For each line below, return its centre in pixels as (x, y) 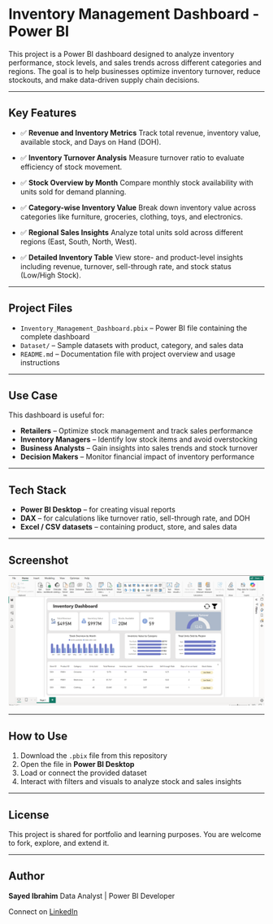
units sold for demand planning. (73, 191)
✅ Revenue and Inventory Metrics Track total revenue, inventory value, (141, 133)
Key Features (43, 113)
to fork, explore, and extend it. (59, 843)
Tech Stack (37, 490)
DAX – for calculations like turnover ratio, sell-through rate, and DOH (135, 518)
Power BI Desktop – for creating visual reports (98, 510)
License (29, 815)
